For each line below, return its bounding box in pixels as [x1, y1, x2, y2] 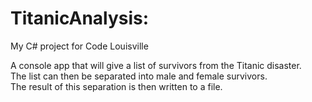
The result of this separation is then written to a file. [10, 80, 223, 92]
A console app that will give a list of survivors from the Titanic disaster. [10, 59, 302, 71]
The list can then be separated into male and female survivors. [10, 70, 268, 82]
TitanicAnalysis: [10, 7, 150, 30]
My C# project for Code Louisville [10, 40, 149, 52]
